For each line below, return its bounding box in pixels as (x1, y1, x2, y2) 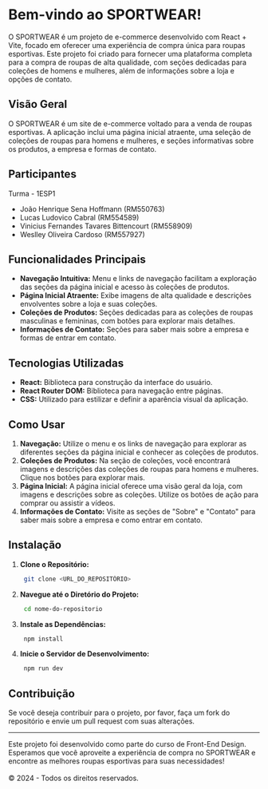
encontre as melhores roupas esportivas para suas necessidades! (8, 756, 225, 766)
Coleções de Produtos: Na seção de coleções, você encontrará (19, 456, 231, 465)
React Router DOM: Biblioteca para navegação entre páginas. (19, 386, 223, 396)
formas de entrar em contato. (19, 333, 117, 343)
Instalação (8, 538, 62, 552)
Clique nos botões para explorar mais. (19, 473, 145, 482)
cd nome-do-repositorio (23, 605, 103, 613)
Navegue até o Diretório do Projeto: (19, 589, 140, 599)
